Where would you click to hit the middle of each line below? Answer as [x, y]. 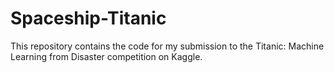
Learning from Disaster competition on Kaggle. [106, 56]
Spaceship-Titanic [88, 18]
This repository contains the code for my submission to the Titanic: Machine [167, 46]
